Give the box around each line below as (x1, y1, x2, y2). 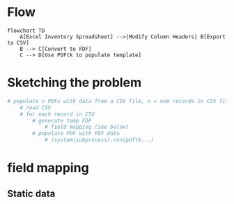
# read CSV (19, 104, 52, 111)
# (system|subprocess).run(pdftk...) (44, 136, 155, 143)
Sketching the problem (7, 74, 141, 91)
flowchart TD (7, 27, 45, 34)
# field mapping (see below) (44, 123, 130, 131)
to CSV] (7, 39, 30, 46)
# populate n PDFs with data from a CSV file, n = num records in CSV (7, 97, 217, 104)
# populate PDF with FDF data (32, 130, 120, 137)
